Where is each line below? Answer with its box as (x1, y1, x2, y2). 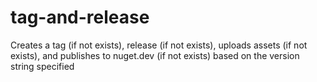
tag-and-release (10, 6, 150, 29)
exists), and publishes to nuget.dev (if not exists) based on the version (10, 49, 300, 61)
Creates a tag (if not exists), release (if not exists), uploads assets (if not (10, 39, 308, 51)
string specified (10, 60, 75, 72)
